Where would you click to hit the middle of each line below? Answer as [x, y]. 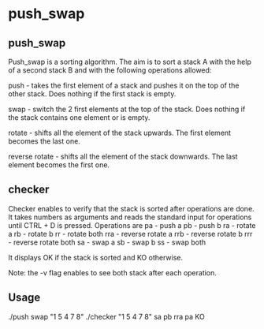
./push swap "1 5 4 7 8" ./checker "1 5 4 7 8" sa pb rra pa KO [106, 316]
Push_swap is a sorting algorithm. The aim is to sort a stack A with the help [130, 62]
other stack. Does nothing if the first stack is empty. [92, 94]
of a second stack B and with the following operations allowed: [110, 70]
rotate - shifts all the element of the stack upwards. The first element [119, 133]
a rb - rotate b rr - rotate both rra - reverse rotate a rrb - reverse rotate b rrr [130, 234]
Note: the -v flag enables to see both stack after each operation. [112, 272]
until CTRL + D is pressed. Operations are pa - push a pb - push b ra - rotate [132, 225]
